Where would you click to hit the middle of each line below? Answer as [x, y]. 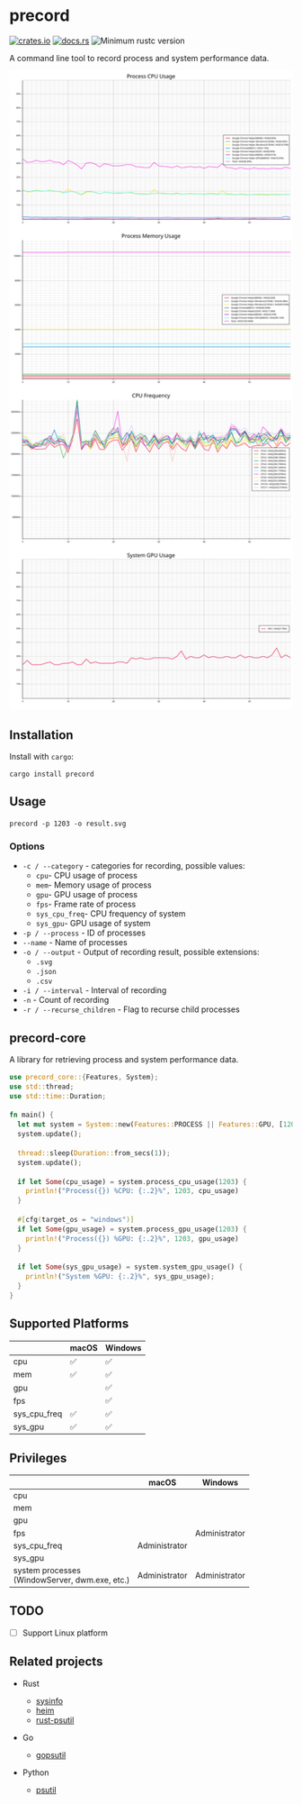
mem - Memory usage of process [93, 885]
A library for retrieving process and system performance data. [124, 1059]
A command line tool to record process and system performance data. [139, 58]
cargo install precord [52, 774]
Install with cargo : [42, 757]
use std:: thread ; [42, 1087]
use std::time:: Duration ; [58, 1096]
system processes [47, 1571]
